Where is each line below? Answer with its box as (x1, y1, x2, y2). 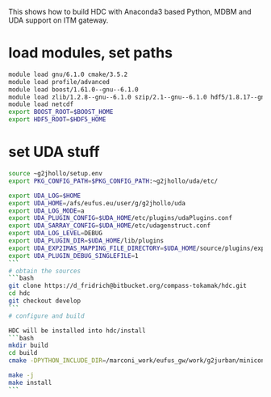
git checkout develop (8, 297, 81, 305)
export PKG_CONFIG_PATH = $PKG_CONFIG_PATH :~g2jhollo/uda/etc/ (8, 177, 219, 185)
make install (8, 378, 52, 386)
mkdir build (8, 341, 48, 350)
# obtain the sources (8, 267, 81, 275)
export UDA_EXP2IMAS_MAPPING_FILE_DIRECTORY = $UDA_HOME (8, 244, 197, 252)
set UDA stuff (8, 143, 100, 161)
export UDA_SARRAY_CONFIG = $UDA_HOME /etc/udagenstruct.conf (8, 222, 211, 230)
